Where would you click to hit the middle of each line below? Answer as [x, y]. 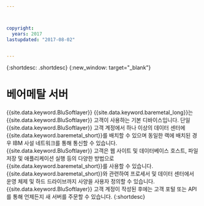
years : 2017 [27, 34]
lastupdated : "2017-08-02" [41, 40]
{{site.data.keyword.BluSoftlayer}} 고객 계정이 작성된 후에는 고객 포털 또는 [96, 189]
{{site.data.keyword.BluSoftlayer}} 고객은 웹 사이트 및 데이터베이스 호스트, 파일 [102, 151]
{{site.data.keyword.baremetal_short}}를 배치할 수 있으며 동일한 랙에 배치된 [99, 135]
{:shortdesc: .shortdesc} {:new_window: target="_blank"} [79, 67]
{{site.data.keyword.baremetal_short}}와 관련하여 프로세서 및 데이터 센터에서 [100, 174]
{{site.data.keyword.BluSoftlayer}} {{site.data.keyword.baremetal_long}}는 [100, 113]
